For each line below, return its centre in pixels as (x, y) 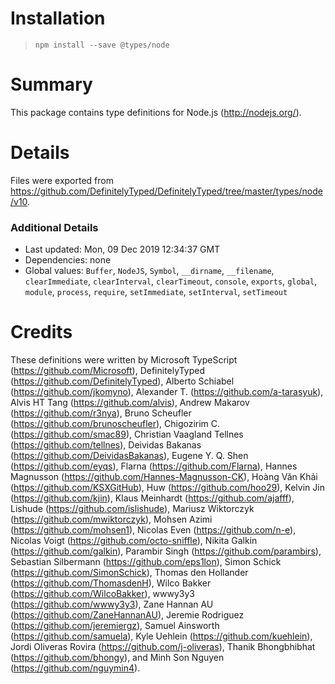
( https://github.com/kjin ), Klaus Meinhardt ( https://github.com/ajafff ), (152, 498)
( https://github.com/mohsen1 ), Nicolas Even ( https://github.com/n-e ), (153, 530)
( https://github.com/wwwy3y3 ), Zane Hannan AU (112, 604)
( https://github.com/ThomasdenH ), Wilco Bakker (111, 583)
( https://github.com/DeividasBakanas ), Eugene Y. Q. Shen (129, 456)
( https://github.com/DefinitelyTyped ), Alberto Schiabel (122, 381)
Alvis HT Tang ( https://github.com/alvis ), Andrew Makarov (130, 403)
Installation (58, 18)
